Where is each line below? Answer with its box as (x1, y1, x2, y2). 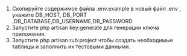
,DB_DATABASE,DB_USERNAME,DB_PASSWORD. (11, 18, 134, 24)
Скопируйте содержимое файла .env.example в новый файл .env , (11, 5, 181, 12)
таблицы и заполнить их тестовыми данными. (11, 43, 131, 50)
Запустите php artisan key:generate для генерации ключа (11, 24, 159, 31)
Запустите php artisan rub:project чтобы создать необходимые (11, 37, 174, 43)
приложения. (11, 30, 46, 38)
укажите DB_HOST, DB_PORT (11, 11, 87, 18)
